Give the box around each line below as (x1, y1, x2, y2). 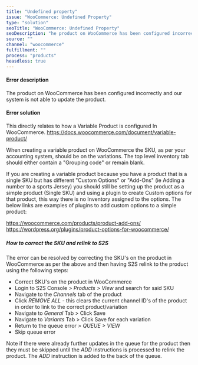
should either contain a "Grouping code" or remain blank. (6, 159, 145, 166)
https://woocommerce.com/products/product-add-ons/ (6, 219, 141, 226)
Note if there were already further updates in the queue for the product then (6, 340, 190, 347)
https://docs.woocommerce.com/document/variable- (47, 128, 176, 136)
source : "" (6, 36, 33, 42)
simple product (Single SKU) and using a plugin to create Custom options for (6, 189, 192, 196)
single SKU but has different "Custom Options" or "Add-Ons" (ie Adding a (6, 177, 184, 184)
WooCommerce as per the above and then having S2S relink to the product (6, 260, 189, 268)
